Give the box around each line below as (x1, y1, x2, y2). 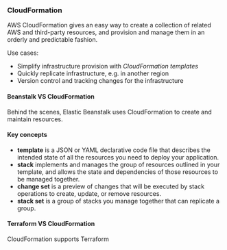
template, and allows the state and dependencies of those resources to (16, 167, 218, 176)
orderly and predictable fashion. (7, 36, 98, 44)
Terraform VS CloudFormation (7, 220, 95, 228)
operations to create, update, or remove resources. (16, 189, 162, 197)
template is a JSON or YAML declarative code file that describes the (16, 146, 211, 154)
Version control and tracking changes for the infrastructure (16, 77, 184, 85)
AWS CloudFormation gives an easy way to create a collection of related (7, 21, 211, 29)
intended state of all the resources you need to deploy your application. (16, 153, 219, 161)
